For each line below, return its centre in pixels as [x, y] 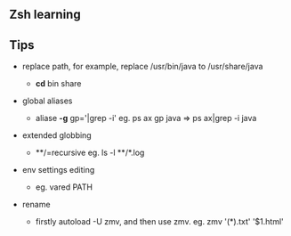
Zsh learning [45, 15]
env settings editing [58, 170]
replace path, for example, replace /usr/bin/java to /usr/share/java [142, 67]
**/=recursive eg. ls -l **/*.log [90, 153]
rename [36, 205]
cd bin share [58, 84]
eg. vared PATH [64, 187]
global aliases [47, 101]
